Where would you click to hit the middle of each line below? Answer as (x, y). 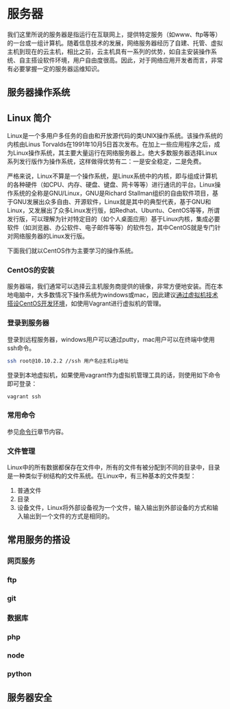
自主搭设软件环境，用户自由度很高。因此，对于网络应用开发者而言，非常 (121, 60)
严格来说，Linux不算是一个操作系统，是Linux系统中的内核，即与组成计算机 (112, 176)
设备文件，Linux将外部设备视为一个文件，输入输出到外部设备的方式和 (115, 508)
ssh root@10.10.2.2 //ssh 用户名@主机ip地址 (68, 361)
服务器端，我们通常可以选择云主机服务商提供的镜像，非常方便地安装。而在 (112, 286)
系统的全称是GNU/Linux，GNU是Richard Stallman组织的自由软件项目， (113, 194)
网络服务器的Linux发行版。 (51, 236)
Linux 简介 (29, 118)
